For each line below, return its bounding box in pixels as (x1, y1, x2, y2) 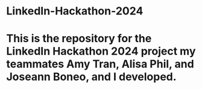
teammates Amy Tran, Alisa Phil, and (6, 57, 194, 71)
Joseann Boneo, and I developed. (6, 70, 177, 84)
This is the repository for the (6, 32, 152, 46)
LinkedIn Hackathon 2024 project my (6, 44, 196, 58)
